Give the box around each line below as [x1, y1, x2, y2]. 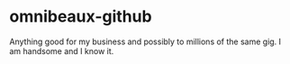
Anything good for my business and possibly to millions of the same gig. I [9, 36, 282, 47]
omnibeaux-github [9, 6, 152, 27]
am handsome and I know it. [9, 45, 114, 56]
